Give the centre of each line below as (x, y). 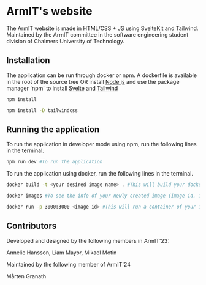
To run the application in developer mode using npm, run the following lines (102, 144)
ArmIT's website (49, 11)
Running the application (53, 129)
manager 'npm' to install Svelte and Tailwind (62, 88)
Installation (28, 60)
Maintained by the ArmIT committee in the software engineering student (97, 34)
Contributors (32, 226)
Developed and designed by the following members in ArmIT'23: (88, 240)
